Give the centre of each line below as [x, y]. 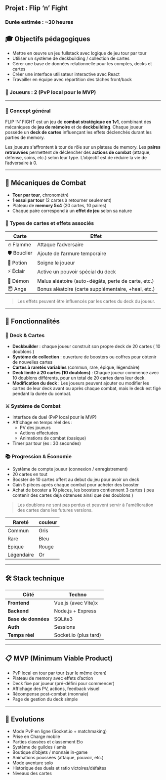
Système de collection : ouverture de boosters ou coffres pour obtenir [84, 357]
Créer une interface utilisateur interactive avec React [66, 74]
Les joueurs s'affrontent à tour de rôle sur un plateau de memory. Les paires [83, 147]
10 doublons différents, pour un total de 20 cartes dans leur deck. [79, 378]
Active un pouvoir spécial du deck [76, 272]
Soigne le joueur [56, 262]
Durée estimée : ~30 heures [39, 22]
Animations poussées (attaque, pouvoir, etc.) [58, 757]
